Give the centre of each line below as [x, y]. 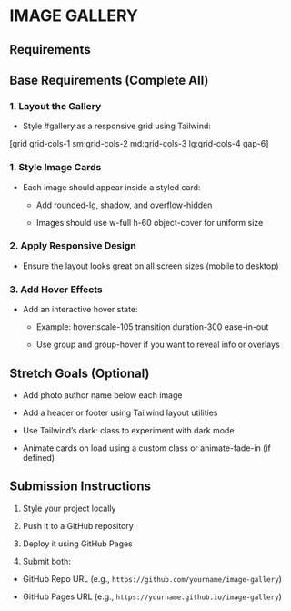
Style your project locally [69, 508]
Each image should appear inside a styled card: [111, 187]
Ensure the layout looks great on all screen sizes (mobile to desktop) [151, 266]
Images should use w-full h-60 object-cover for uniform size [150, 222]
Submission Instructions [80, 487]
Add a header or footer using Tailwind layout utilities [120, 412]
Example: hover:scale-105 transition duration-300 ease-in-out [152, 327]
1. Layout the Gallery [55, 106]
